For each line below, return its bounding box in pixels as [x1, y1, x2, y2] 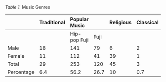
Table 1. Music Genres [5, 4, 50, 10]
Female [7, 53, 25, 59]
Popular [70, 16, 89, 23]
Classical [136, 19, 159, 26]
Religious [109, 19, 132, 26]
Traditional [39, 19, 65, 26]
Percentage [7, 69, 35, 76]
